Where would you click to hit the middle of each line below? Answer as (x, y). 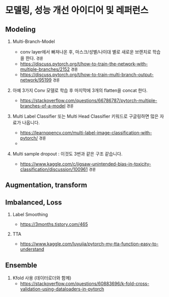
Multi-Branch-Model (34, 41)
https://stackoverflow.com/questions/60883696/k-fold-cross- (85, 284)
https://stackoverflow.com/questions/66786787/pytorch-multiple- (89, 101)
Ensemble (21, 265)
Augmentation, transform (46, 185)
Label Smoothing (30, 215)
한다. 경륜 (35, 58)
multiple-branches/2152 (45, 69)
